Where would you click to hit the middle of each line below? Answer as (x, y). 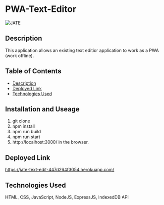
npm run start (26, 137)
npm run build (27, 132)
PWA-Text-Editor (41, 9)
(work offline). (20, 55)
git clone (21, 121)
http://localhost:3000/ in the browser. (51, 142)
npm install (24, 126)
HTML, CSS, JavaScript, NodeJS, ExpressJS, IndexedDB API (67, 197)
